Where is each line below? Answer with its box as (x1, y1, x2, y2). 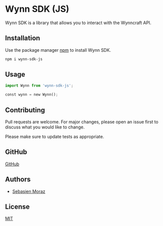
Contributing (5, 106, 45, 114)
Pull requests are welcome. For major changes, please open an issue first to (5, 119, 159, 125)
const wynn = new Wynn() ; (5, 92, 58, 97)
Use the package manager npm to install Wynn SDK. (5, 47, 111, 53)
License (5, 203, 30, 211)
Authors (5, 175, 31, 184)
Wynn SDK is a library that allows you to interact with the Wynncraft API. (5, 20, 152, 26)
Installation (5, 34, 40, 42)
